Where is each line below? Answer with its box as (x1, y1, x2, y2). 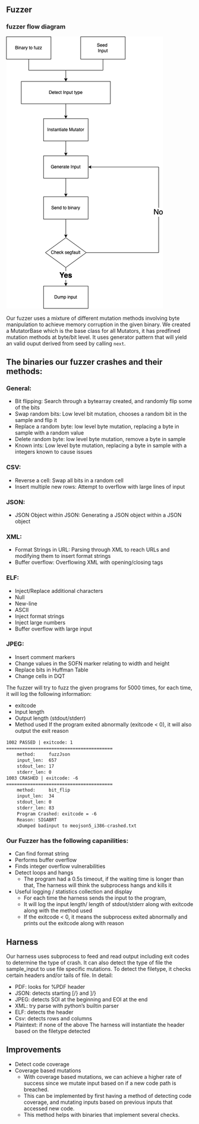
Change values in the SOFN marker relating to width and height (14, 660, 170, 667)
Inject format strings (14, 613, 65, 620)
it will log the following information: (6, 690, 92, 697)
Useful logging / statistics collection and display (14, 888, 132, 895)
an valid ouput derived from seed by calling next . (6, 339, 126, 347)
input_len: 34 (17, 793, 55, 799)
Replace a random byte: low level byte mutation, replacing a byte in (14, 423, 179, 430)
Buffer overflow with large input (14, 625, 93, 632)
